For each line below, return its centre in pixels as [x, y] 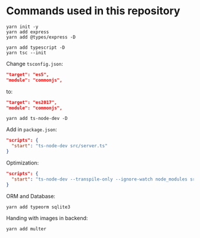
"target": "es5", [28, 74]
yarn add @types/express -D [41, 37]
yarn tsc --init [26, 53]
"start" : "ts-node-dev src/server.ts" [60, 146]
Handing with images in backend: [47, 218]
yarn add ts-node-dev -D [37, 119]
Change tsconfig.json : [35, 64]
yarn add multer [26, 229]
